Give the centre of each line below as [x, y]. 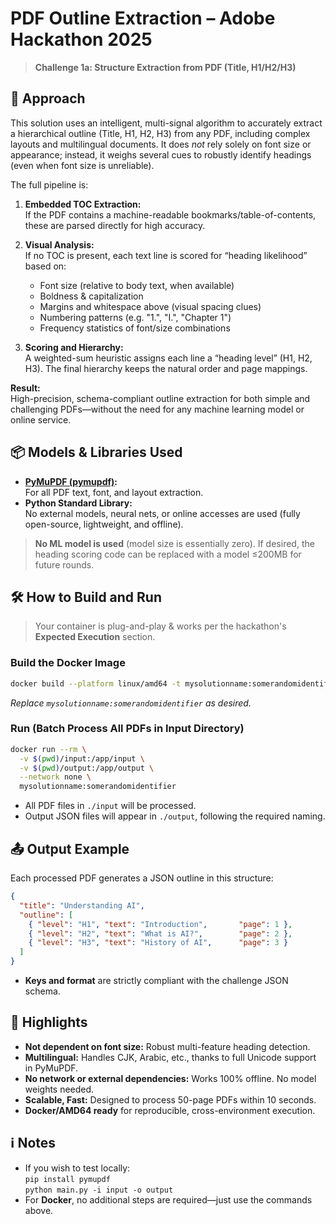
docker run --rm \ [48, 749]
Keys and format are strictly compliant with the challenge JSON [156, 981]
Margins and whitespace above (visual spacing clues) [150, 306]
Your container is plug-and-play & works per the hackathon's [160, 626]
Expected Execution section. [95, 637]
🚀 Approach [48, 98]
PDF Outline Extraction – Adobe [143, 18]
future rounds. [64, 564]
